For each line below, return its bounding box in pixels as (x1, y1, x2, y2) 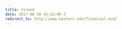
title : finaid (5, 7, 35, 12)
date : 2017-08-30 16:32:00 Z (5, 12, 66, 17)
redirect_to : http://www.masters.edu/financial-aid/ (5, 16, 117, 21)
